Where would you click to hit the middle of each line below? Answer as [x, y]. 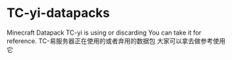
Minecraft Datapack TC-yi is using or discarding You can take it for [104, 32]
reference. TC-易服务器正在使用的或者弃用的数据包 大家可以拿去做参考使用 [116, 41]
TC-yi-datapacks [59, 13]
